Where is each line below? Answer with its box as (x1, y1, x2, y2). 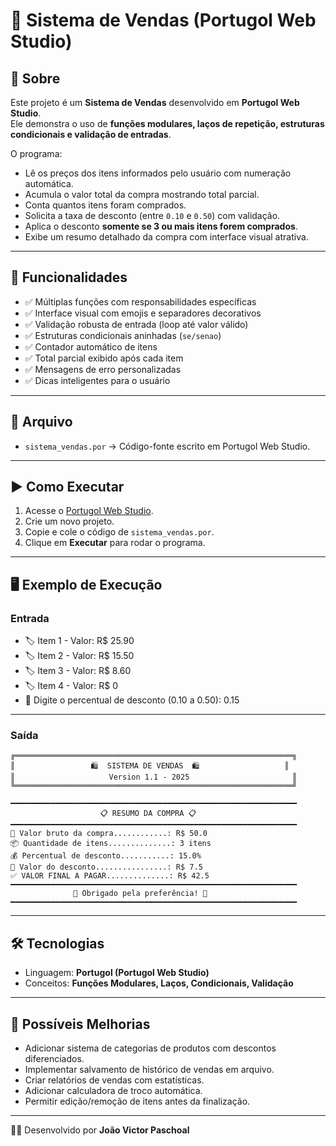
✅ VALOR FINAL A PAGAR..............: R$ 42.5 (10, 871, 210, 881)
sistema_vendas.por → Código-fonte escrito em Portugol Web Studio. (24, 440, 311, 452)
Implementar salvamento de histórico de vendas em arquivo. (24, 1064, 275, 1076)
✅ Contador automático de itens (24, 340, 158, 353)
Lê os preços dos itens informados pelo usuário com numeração (24, 167, 292, 179)
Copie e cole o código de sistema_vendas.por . (24, 526, 215, 538)
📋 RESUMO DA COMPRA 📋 (99, 809, 197, 819)
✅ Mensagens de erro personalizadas (24, 363, 182, 375)
